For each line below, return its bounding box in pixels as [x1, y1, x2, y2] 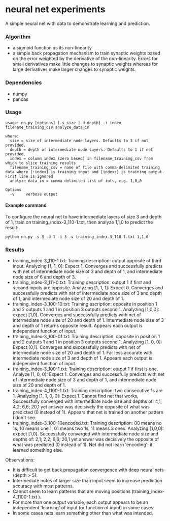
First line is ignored [5, 174, 53, 179]
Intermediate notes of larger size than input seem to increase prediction [12, 478, 162, 484]
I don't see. [12, 415, 37, 421]
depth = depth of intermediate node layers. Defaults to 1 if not [10, 147, 153, 152]
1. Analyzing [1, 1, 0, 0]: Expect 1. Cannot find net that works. [12, 393, 139, 399]
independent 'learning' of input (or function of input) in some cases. [12, 505, 155, 511]
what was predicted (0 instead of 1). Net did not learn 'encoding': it [12, 442, 153, 448]
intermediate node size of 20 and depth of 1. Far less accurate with [12, 350, 153, 356]
